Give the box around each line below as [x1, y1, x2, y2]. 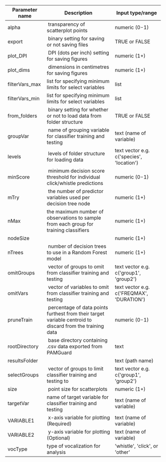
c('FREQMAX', [115, 290, 148, 296]
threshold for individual [46, 174, 100, 180]
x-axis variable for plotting [48, 414, 110, 421]
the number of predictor [48, 188, 104, 194]
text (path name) [115, 357, 154, 364]
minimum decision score [48, 168, 105, 174]
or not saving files [46, 42, 88, 48]
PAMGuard [46, 349, 72, 356]
